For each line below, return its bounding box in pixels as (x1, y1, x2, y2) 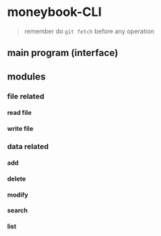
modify (7, 190, 28, 199)
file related (7, 91, 44, 101)
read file (7, 109, 32, 117)
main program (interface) (7, 47, 119, 59)
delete (7, 174, 26, 183)
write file (7, 124, 33, 132)
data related (7, 141, 49, 151)
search (7, 206, 28, 215)
